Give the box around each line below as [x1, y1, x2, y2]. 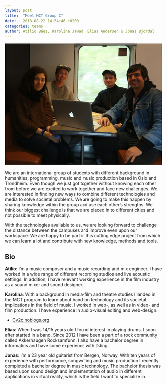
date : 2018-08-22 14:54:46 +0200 [5, 18, 79, 23]
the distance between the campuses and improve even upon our [5, 227, 138, 233]
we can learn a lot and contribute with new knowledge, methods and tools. [5, 238, 158, 244]
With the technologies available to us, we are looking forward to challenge [5, 222, 157, 228]
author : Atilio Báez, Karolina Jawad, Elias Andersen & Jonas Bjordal [5, 29, 155, 34]
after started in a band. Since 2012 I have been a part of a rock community [5, 332, 158, 338]
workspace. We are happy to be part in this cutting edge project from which [5, 233, 161, 239]
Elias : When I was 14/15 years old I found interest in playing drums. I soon [5, 327, 156, 333]
